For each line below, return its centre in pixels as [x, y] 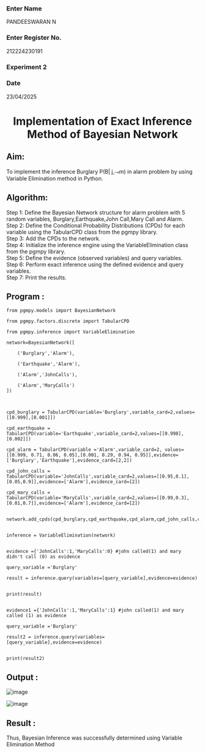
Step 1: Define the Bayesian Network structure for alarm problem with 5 [96, 212]
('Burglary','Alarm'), [46, 354]
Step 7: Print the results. [37, 277]
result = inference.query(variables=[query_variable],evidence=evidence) [102, 578]
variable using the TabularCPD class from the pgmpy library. [82, 232]
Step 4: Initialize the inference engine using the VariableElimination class [97, 245]
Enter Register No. [34, 38]
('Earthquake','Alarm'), [49, 364]
